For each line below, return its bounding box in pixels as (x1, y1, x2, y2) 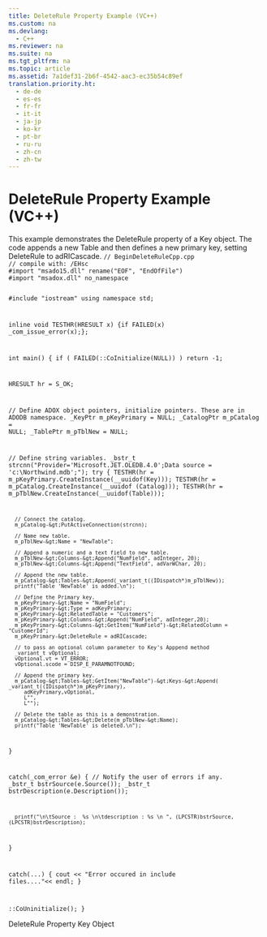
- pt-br (15, 132, 42, 140)
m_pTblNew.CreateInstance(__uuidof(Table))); (8, 489, 165, 497)
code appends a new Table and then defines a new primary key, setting (8, 243, 248, 252)
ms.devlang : (8, 27, 49, 35)
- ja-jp (15, 118, 42, 126)
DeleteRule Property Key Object (8, 918, 115, 929)
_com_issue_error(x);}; (8, 328, 89, 336)
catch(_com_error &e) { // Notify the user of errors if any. (8, 773, 223, 781)
